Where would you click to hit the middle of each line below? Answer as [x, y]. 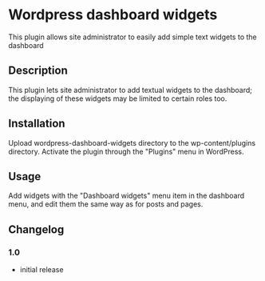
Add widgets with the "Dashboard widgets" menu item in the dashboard [127, 196]
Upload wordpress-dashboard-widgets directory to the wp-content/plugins [132, 143]
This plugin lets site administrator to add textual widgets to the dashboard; [131, 90]
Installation [37, 124]
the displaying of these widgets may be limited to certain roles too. [118, 98]
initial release [42, 270]
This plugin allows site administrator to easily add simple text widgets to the [132, 37]
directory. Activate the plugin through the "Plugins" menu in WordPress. [127, 151]
